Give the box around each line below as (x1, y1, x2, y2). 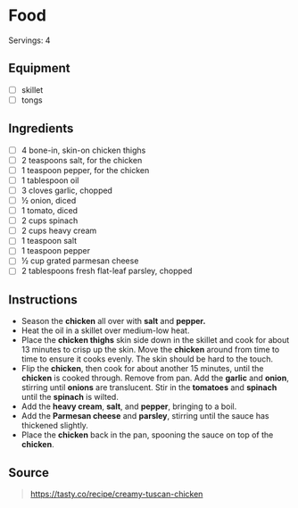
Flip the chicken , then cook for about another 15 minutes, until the (21, 363, 264, 374)
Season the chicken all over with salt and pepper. (21, 316, 206, 327)
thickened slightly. (21, 421, 88, 431)
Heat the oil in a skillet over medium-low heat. (21, 325, 190, 336)
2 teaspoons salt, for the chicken (21, 154, 143, 165)
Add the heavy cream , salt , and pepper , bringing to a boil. (21, 401, 237, 412)
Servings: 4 (8, 35, 51, 46)
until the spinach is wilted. (21, 392, 120, 403)
